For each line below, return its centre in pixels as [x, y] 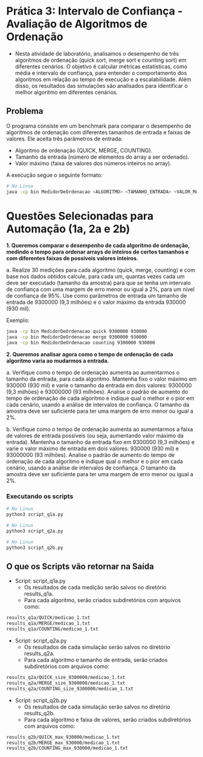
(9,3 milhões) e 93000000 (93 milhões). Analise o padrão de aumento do [97, 392]
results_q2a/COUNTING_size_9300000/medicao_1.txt [70, 689]
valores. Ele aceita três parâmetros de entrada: [64, 139]
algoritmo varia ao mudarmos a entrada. [58, 361]
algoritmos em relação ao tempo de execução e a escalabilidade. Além [103, 79]
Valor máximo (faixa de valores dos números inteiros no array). [93, 163]
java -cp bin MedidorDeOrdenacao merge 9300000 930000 [77, 337]
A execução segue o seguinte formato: [54, 175]
